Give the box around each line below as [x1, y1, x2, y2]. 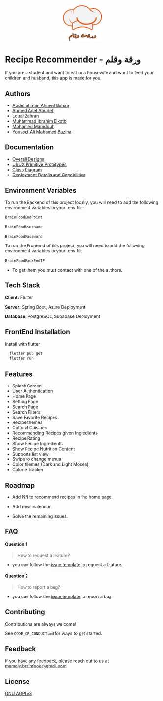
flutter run [9, 356, 34, 361]
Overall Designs [12, 156, 45, 162]
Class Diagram [12, 167, 42, 173]
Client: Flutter [5, 294, 33, 300]
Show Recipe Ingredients [12, 441, 63, 447]
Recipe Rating [12, 435, 41, 441]
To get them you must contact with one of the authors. [12, 267, 123, 273]
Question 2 [5, 573, 28, 579]
